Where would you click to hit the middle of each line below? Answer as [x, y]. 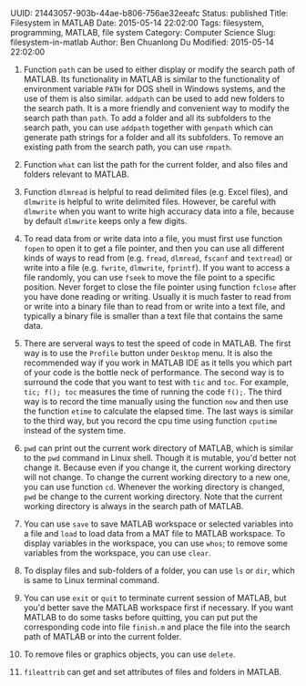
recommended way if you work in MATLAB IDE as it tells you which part [158, 363]
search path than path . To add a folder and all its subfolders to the [147, 118]
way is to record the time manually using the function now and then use [156, 401]
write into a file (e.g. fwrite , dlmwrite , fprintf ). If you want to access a [157, 267]
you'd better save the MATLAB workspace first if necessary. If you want [158, 608]
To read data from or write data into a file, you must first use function [153, 239]
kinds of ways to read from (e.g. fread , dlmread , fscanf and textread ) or [158, 258]
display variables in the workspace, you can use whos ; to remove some [156, 543]
